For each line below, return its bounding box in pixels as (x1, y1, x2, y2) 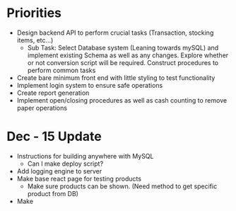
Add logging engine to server (16, 166, 102, 175)
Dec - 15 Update (6, 129, 102, 144)
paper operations (16, 103, 68, 112)
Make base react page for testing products (16, 174, 142, 183)
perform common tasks (27, 66, 96, 74)
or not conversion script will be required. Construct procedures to (27, 58, 219, 67)
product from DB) (27, 189, 79, 198)
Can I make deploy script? (27, 159, 104, 168)
